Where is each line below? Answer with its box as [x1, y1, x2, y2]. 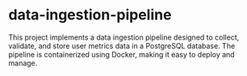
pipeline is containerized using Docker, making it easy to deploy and [8, 49, 236, 59]
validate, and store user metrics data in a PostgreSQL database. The [8, 40, 236, 50]
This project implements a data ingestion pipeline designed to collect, [8, 32, 240, 42]
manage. [8, 58, 38, 68]
